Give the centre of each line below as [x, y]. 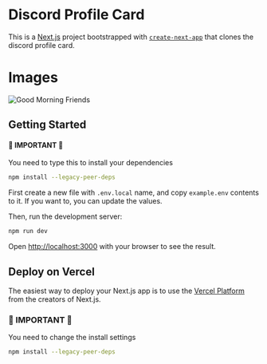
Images [33, 78]
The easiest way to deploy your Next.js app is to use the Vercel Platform [127, 291]
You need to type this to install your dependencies [91, 163]
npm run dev [28, 231]
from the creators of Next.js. [55, 299]
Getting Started [47, 125]
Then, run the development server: [65, 216]
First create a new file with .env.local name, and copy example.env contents [133, 192]
